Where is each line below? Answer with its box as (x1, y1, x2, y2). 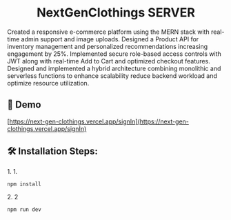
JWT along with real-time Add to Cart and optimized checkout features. (7, 57, 210, 65)
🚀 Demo (7, 99, 41, 111)
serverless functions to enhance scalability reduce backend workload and (7, 71, 217, 80)
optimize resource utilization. (7, 79, 90, 87)
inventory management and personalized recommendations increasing (7, 42, 208, 50)
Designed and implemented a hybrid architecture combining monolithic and (7, 64, 221, 72)
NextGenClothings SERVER (37, 5, 195, 21)
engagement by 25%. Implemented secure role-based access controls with (7, 50, 222, 58)
